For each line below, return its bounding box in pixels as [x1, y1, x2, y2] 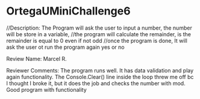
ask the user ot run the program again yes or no [6, 43, 125, 51]
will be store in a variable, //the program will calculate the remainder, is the [6, 30, 192, 37]
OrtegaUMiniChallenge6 [6, 4, 131, 18]
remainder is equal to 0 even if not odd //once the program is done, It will [6, 37, 188, 44]
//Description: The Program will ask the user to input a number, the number [6, 24, 193, 31]
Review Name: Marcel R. [6, 55, 67, 62]
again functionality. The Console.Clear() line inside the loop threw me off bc [6, 73, 194, 80]
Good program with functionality [6, 86, 87, 93]
